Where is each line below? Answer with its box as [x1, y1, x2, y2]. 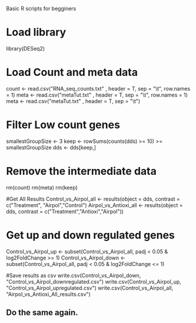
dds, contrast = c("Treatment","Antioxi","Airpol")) [6, 208, 124, 215]
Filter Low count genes [6, 118, 121, 132]
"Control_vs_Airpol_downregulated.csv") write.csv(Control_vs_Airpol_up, [6, 278, 181, 285]
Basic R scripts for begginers [6, 5, 77, 12]
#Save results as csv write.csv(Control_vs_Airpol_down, [6, 272, 141, 279]
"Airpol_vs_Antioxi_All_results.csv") [6, 291, 91, 298]
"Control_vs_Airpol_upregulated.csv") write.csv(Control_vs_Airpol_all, [6, 284, 174, 291]
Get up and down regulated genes [6, 228, 175, 242]
